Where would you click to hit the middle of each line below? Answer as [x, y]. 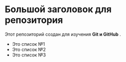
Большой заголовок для [58, 9]
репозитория [34, 20]
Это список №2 [29, 49]
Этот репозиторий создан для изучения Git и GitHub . [63, 34]
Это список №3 [29, 55]
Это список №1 [28, 44]
